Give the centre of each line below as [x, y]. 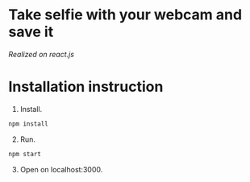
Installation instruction [86, 87]
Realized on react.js [42, 54]
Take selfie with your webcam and [125, 15]
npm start [25, 154]
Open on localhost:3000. [61, 169]
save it [31, 32]
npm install [28, 124]
